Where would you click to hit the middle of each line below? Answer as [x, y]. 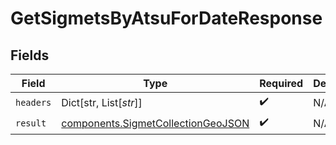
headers [33, 102]
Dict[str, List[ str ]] [102, 102]
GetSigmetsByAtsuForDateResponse [166, 18]
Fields [30, 55]
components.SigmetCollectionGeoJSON [155, 123]
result [31, 123]
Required [281, 83]
